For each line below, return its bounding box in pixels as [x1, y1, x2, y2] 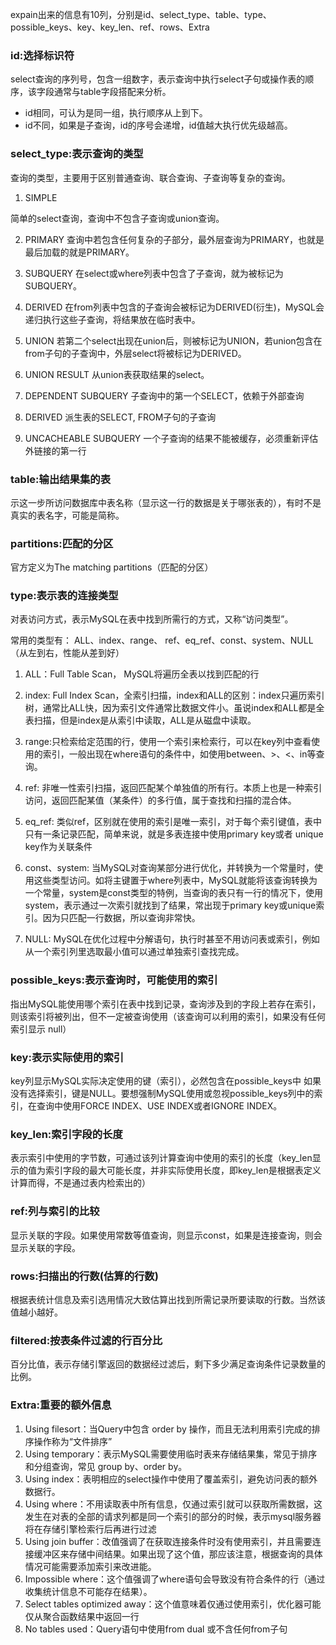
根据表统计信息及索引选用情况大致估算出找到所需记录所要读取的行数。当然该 [10, 1293, 326, 1305]
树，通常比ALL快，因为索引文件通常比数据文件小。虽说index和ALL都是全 [24, 702, 325, 714]
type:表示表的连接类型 [10, 589, 119, 603]
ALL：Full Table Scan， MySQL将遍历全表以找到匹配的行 [24, 668, 260, 680]
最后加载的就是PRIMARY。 [24, 246, 135, 258]
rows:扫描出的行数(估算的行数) [10, 1269, 159, 1283]
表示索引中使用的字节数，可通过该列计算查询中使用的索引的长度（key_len [10, 1152, 313, 1164]
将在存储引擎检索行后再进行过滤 [24, 1523, 157, 1535]
